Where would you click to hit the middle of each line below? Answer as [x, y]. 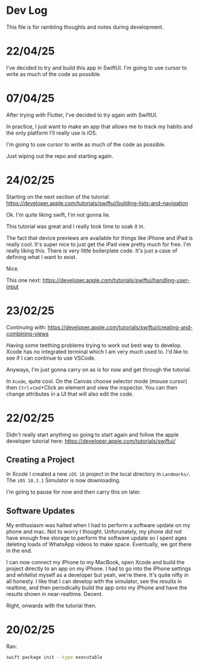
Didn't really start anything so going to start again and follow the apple [92, 434]
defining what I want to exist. [42, 257]
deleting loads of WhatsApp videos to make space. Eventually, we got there [99, 545]
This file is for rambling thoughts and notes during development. [85, 27]
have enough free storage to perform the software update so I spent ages [97, 538]
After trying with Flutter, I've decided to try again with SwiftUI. [82, 115]
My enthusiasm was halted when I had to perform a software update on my [98, 525]
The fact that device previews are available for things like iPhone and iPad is [99, 238]
